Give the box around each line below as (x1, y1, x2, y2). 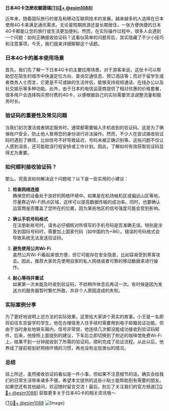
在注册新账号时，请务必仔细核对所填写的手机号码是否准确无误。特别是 (12, 222, 158, 228)
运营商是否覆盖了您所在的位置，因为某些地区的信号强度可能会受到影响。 (12, 205, 162, 211)
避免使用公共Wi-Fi (12, 245, 51, 251)
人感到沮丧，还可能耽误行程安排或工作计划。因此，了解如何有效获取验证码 (5, 143, 159, 149)
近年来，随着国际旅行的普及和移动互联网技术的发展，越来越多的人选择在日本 (5, 16, 164, 22)
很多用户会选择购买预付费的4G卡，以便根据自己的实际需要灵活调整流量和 (5, 92, 157, 98)
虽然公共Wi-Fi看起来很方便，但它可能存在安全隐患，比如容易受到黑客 (12, 251, 156, 258)
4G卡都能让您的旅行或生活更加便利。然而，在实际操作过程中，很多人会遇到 (5, 28, 161, 34)
